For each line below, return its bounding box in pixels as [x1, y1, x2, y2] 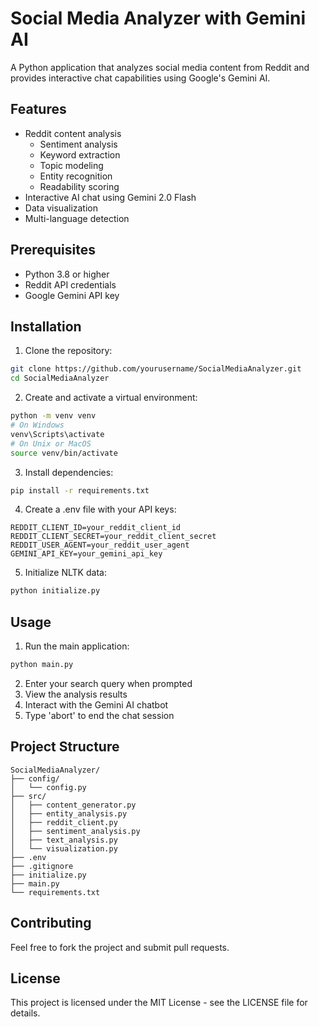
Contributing [10, 915, 92, 932]
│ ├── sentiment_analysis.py [10, 826, 141, 836]
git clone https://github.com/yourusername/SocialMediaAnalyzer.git [10, 364, 302, 374]
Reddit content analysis [24, 127, 122, 139]
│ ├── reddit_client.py [10, 817, 118, 827]
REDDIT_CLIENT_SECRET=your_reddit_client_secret [10, 532, 217, 542]
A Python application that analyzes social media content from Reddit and [10, 61, 310, 73]
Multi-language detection [24, 212, 130, 224]
